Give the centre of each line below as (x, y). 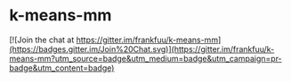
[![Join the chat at (42, 40)
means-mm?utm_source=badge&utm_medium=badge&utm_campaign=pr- (145, 58)
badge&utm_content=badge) (62, 68)
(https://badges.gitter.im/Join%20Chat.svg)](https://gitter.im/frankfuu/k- (142, 48)
